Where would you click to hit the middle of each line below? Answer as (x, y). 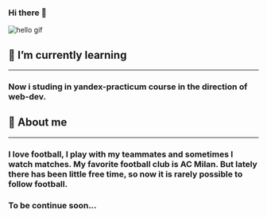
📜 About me (38, 122)
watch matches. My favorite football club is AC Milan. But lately (133, 164)
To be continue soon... (52, 205)
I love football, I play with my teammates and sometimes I (121, 154)
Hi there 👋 (28, 13)
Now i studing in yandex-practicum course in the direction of (128, 87)
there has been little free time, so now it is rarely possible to (126, 174)
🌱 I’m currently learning (68, 55)
